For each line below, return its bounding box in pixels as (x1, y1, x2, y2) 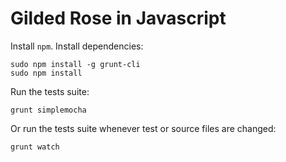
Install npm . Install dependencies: (10, 40, 144, 52)
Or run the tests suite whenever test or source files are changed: (10, 122, 277, 134)
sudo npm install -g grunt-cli (10, 59, 141, 69)
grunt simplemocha (10, 105, 87, 115)
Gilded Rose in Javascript (10, 7, 227, 30)
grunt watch (10, 142, 60, 152)
